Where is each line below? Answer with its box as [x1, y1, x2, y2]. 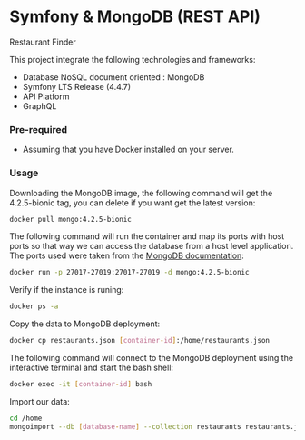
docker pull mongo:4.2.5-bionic [9, 215, 132, 224]
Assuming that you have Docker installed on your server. [22, 144, 234, 155]
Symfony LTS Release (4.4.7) [22, 81, 132, 92]
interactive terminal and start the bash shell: [9, 362, 174, 374]
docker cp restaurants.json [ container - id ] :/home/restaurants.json [9, 336, 271, 345]
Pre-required [9, 123, 68, 135]
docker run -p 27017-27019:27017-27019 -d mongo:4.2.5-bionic [9, 268, 250, 277]
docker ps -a [9, 302, 59, 311]
